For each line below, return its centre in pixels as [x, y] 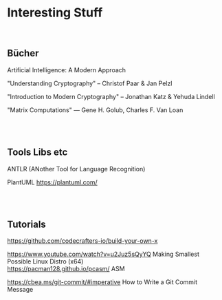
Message [20, 290]
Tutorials [26, 224]
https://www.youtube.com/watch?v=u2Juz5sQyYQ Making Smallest [103, 254]
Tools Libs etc [37, 152]
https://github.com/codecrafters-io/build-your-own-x [82, 241]
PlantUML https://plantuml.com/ [52, 182]
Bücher [23, 53]
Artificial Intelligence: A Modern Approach [66, 69]
